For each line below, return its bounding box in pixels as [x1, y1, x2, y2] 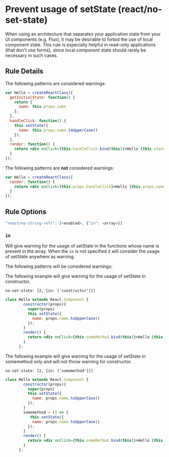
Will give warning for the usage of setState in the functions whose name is [5, 243, 159, 249]
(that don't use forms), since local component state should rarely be [5, 47, 146, 53]
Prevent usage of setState [5, 4, 116, 15]
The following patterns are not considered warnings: [5, 165, 115, 171]
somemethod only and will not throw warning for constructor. [5, 358, 132, 364]
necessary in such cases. [5, 52, 58, 59]
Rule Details [5, 67, 44, 76]
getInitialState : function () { [10, 95, 75, 100]
